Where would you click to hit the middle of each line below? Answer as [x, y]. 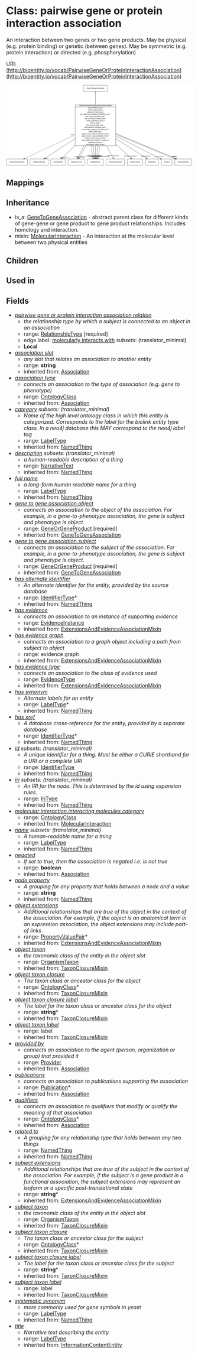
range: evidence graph [51, 654]
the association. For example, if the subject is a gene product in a [103, 1176]
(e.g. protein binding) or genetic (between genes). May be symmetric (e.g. [97, 46]
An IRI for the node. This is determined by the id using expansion [102, 786]
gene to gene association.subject [55, 541]
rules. [30, 793]
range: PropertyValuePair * [56, 937]
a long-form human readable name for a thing [80, 485]
